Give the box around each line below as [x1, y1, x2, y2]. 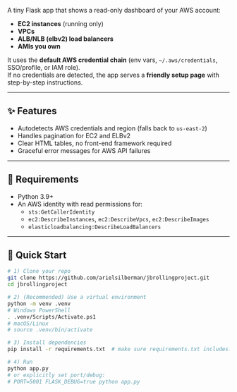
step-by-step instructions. [7, 78, 83, 87]
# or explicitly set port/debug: [7, 372, 106, 379]
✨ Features [7, 105, 57, 117]
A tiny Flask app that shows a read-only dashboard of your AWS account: [7, 6, 221, 14]
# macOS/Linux [7, 320, 49, 327]
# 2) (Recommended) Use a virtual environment [7, 294, 147, 301]
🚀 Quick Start [7, 250, 67, 262]
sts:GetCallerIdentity [28, 208, 95, 216]
